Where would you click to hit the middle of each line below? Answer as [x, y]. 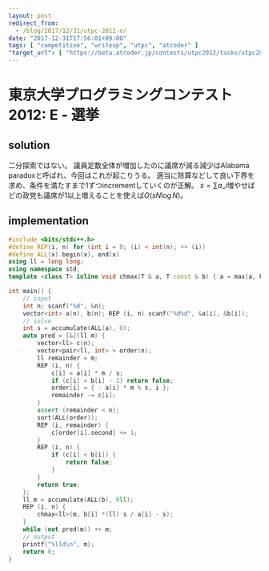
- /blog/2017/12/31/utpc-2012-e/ [71, 30]
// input [37, 298]
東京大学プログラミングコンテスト [121, 95]
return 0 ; [39, 552]
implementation [49, 221]
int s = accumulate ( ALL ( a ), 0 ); [76, 328]
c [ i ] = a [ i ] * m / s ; [87, 373]
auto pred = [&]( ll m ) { [64, 336]
